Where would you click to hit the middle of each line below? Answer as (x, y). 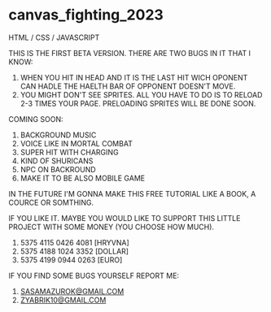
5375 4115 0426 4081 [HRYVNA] (75, 242)
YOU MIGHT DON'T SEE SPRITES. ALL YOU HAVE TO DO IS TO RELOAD (141, 94)
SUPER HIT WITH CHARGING (70, 152)
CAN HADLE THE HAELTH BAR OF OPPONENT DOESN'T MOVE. (128, 86)
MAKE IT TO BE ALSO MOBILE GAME (82, 178)
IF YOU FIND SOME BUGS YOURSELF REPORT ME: (94, 275)
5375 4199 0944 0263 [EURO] (71, 260)
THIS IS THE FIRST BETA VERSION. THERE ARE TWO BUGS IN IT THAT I (129, 53)
